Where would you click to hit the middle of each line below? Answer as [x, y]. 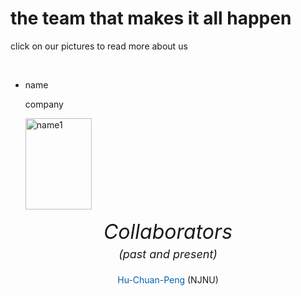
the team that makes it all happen [151, 18]
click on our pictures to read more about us [99, 46]
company [44, 104]
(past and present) [168, 254]
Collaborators [168, 231]
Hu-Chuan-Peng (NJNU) [168, 279]
